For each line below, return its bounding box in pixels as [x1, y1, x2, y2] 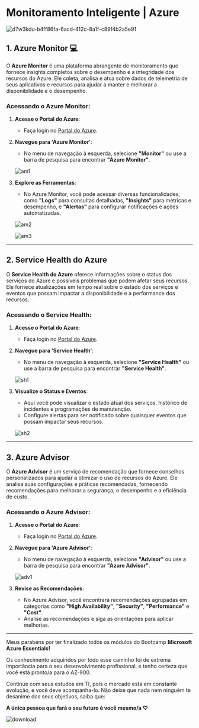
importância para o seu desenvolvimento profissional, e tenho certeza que [6, 663, 188, 670]
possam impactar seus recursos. [23, 418, 104, 426]
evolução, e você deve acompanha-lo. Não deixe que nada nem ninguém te [6, 687, 191, 694]
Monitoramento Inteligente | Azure [6, 6, 179, 20]
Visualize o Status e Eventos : [14, 388, 88, 395]
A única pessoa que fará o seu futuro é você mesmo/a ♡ [6, 704, 148, 711]
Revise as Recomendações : [14, 585, 84, 592]
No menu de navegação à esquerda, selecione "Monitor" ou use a [23, 150, 187, 157]
